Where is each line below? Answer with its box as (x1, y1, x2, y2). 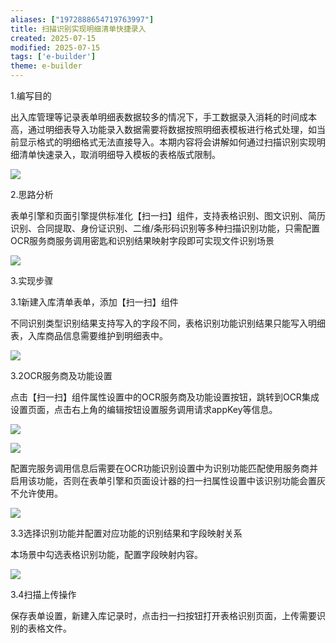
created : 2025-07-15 (10, 33, 97, 43)
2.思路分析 (10, 189, 54, 200)
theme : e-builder (10, 61, 83, 71)
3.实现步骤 (10, 275, 54, 286)
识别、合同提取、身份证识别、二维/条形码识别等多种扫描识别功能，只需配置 (10, 222, 321, 234)
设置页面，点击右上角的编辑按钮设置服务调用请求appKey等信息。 (10, 404, 278, 415)
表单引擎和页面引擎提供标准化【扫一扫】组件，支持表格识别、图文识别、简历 (10, 210, 326, 221)
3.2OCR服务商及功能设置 (10, 370, 113, 381)
